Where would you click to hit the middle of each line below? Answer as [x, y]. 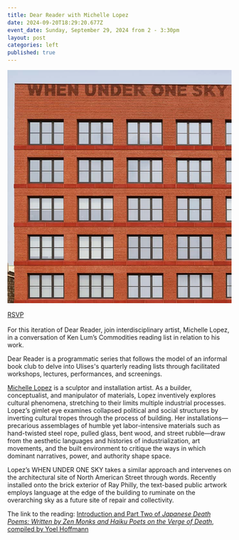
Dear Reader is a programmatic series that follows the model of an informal [117, 358]
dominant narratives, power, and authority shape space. [89, 456]
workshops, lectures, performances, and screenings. [85, 374]
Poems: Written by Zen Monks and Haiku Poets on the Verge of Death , [111, 521]
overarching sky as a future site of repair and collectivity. [91, 500]
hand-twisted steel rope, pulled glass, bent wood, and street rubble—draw [117, 433]
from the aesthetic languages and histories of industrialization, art [104, 440]
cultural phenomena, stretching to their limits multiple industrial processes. [117, 402]
